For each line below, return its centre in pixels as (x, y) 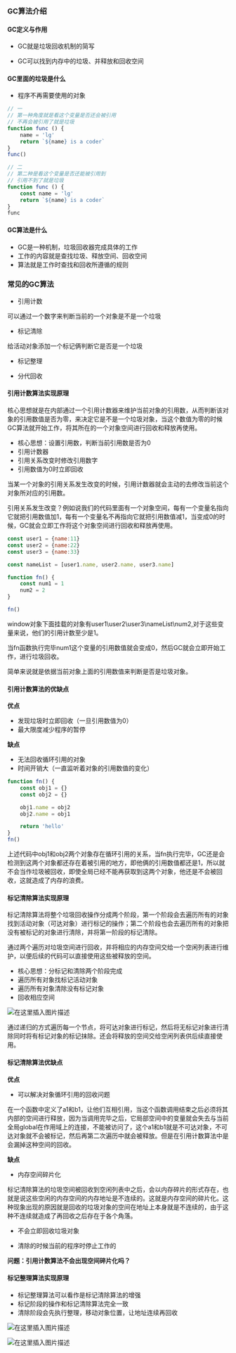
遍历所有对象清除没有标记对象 (60, 989)
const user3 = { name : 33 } (44, 552)
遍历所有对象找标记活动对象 (58, 980)
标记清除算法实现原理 (38, 898)
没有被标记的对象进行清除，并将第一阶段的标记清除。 (84, 932)
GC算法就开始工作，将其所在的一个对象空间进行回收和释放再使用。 (104, 428)
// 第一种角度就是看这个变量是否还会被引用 (62, 115)
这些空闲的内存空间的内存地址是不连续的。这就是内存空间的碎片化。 (124, 1198)
